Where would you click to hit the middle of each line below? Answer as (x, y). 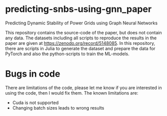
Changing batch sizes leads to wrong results (58, 108)
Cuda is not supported (35, 103)
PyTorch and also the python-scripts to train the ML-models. (67, 54)
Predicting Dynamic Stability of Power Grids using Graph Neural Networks (81, 23)
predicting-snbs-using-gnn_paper (78, 9)
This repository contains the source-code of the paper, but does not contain (83, 32)
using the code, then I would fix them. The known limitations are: (72, 93)
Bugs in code (33, 74)
